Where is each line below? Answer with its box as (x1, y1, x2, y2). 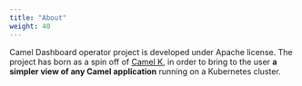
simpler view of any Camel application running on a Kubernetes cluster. (9, 65, 282, 77)
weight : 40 (9, 22, 51, 31)
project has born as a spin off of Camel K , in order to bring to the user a (9, 56, 277, 67)
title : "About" (9, 13, 67, 23)
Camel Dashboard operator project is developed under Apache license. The (9, 46, 293, 57)
